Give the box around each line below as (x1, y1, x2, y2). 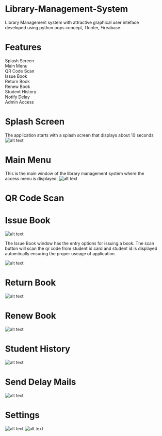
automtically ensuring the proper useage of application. (5, 250, 116, 256)
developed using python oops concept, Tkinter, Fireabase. (5, 24, 122, 30)
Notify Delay (5, 94, 30, 100)
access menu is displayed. (5, 175, 58, 181)
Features (5, 42, 42, 53)
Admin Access (5, 99, 34, 105)
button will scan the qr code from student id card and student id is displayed (5, 245, 158, 251)
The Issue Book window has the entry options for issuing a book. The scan (5, 240, 154, 246)
